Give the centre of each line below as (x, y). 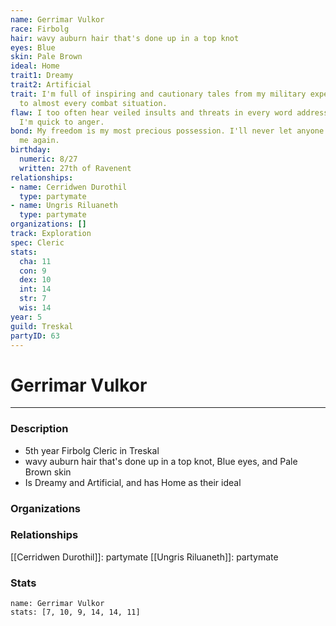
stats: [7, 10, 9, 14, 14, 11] (75, 612)
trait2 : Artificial (51, 85)
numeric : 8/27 (48, 159)
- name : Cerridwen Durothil (69, 187)
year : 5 (26, 317)
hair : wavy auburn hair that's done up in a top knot (125, 38)
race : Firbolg (40, 29)
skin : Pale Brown (46, 57)
